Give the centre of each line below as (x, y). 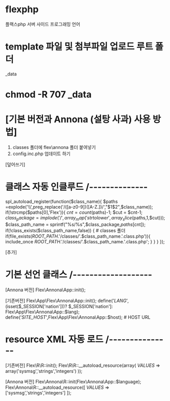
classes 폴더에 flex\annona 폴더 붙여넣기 (54, 147)
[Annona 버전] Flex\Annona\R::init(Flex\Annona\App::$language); (73, 382)
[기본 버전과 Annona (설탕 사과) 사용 (78, 120)
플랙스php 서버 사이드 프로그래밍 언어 (43, 24)
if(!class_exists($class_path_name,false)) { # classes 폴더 (65, 230)
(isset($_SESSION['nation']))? (36, 306)
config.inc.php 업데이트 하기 (41, 154)
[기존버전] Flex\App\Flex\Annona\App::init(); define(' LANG (66, 300)
